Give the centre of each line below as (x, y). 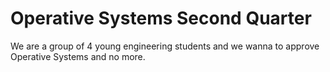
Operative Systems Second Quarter (161, 18)
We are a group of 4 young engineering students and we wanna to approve (165, 46)
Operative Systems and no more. (78, 56)
